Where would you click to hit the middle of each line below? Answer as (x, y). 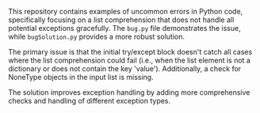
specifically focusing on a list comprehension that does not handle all (121, 20)
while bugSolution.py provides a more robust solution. (96, 36)
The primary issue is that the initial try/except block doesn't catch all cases (130, 52)
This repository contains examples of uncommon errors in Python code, (126, 11)
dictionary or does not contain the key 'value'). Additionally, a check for (125, 69)
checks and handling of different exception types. (90, 101)
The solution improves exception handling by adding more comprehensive (129, 92)
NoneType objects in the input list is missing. (81, 77)
